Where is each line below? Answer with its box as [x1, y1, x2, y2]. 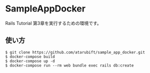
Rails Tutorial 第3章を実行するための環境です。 [5, 20, 102, 26]
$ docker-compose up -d [5, 58, 55, 63]
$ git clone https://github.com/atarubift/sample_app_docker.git [5, 49, 145, 55]
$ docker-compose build [5, 54, 55, 59]
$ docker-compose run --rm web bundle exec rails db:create [5, 63, 134, 68]
